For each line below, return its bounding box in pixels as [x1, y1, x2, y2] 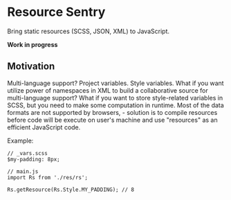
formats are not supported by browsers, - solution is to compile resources [7, 108, 218, 116]
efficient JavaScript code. [7, 122, 81, 131]
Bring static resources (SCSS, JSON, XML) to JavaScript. [7, 27, 169, 35]
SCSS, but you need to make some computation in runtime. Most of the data [7, 101, 225, 109]
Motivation [7, 60, 55, 73]
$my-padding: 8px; [7, 156, 60, 163]
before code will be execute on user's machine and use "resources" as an [7, 116, 218, 124]
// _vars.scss [7, 149, 48, 156]
